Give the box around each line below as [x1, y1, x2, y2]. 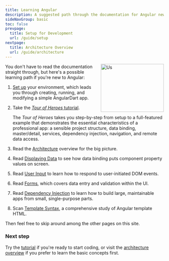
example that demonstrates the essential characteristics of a [12, 120, 138, 126]
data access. [12, 136, 39, 142]
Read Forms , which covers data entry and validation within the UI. [12, 180, 149, 186]
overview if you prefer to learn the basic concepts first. [5, 249, 119, 255]
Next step [5, 233, 30, 240]
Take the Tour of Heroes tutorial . [12, 105, 80, 111]
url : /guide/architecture [10, 49, 64, 55]
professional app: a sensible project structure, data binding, [12, 125, 136, 131]
